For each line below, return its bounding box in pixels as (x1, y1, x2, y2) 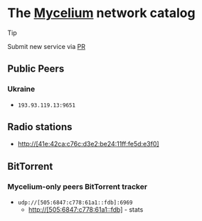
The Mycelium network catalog (7, 5, 196, 21)
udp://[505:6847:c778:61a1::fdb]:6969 (17, 199, 133, 207)
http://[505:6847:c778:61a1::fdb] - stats (28, 205, 144, 214)
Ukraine (7, 84, 36, 94)
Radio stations (7, 121, 73, 133)
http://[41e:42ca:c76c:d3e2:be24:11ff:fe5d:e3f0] (17, 140, 159, 149)
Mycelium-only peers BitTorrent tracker (7, 181, 148, 191)
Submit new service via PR (7, 42, 85, 50)
